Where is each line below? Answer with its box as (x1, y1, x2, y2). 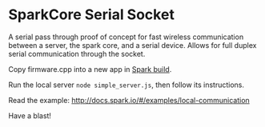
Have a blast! (8, 110, 52, 121)
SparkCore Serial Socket (8, 6, 175, 24)
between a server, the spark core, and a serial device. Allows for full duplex (8, 40, 257, 50)
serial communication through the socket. (8, 49, 146, 58)
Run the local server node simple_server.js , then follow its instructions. (8, 80, 245, 89)
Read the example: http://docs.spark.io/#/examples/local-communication (8, 95, 250, 105)
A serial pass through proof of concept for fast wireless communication (8, 32, 244, 42)
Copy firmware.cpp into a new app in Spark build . (8, 64, 172, 73)
